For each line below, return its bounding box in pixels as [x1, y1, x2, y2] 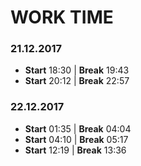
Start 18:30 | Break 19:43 [24, 64, 130, 76]
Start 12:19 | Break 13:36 [24, 144, 127, 156]
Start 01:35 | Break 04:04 [24, 122, 132, 135]
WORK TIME [10, 6, 114, 29]
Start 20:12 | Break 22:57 [24, 75, 130, 87]
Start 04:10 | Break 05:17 [24, 133, 129, 145]
